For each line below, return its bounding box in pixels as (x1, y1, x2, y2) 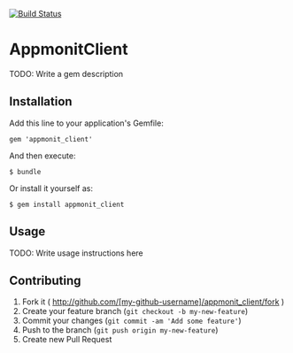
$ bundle (9, 167, 42, 176)
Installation (9, 94, 73, 110)
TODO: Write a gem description (9, 68, 124, 79)
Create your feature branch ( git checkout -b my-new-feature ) (21, 306, 249, 317)
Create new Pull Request (21, 334, 112, 345)
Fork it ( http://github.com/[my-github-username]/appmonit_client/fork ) (21, 296, 285, 307)
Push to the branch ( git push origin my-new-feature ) (21, 325, 219, 335)
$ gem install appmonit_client (9, 200, 125, 209)
